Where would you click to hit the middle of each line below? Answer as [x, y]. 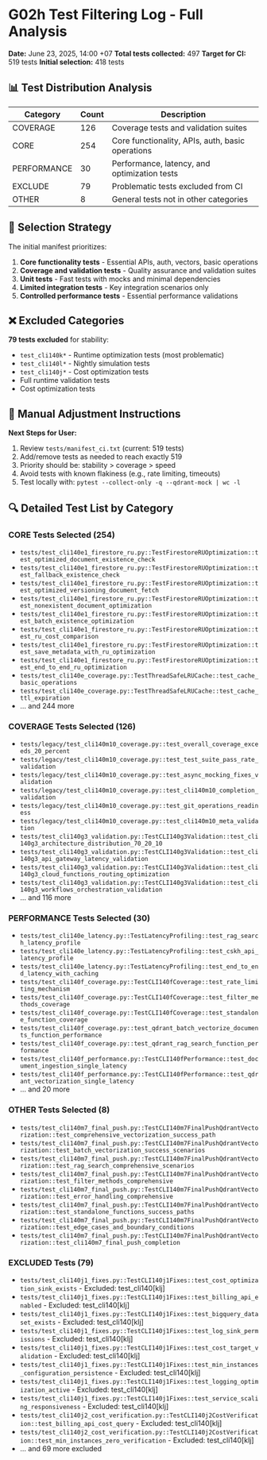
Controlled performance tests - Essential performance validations [129, 295]
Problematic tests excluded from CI [177, 186]
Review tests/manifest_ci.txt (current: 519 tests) [102, 448]
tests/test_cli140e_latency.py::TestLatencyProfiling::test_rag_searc [139, 936]
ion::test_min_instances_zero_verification [93, 1441]
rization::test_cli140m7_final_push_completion [100, 1242]
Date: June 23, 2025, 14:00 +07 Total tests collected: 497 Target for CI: [127, 53]
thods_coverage [45, 1005]
